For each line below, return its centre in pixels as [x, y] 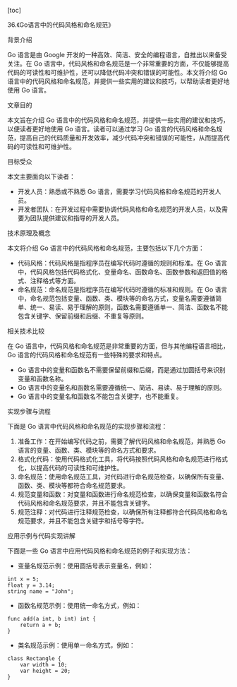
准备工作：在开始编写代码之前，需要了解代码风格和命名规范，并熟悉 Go [121, 441]
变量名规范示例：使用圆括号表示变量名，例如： [85, 566]
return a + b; [41, 625]
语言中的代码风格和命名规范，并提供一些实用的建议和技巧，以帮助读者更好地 [119, 81]
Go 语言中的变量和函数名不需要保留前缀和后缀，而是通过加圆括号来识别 [121, 370]
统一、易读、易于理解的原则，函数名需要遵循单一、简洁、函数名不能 [129, 307]
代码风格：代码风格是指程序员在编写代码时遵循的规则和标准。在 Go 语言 [122, 263]
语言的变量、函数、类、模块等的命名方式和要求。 [89, 450]
